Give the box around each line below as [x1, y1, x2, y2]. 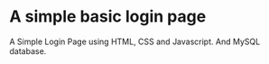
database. [9, 45, 47, 56]
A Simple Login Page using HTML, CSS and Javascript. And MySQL [9, 36, 261, 47]
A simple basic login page [9, 6, 207, 27]
